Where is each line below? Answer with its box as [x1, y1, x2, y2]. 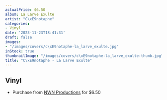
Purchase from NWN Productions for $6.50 [12, 90, 101, 96]
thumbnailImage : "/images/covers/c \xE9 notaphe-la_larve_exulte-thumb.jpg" [5, 53, 164, 58]
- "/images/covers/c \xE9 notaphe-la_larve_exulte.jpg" [5, 44, 119, 49]
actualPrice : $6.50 [5, 7, 46, 12]
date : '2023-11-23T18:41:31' [5, 30, 66, 35]
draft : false [5, 35, 32, 40]
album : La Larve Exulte [5, 12, 55, 17]
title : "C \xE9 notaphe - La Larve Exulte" [5, 58, 92, 63]
